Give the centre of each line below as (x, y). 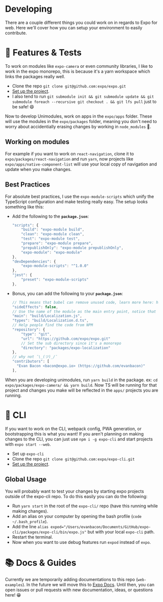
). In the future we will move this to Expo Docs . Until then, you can (89, 585)
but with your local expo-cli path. (121, 532)
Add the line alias (30, 526)
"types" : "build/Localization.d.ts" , (50, 321)
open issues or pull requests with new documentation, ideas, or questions (79, 590)
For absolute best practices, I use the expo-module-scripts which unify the (80, 196)
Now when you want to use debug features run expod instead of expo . (81, 542)
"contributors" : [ (31, 362)
